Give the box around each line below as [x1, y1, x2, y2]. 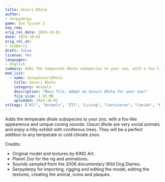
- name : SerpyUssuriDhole [9, 75, 63, 80]
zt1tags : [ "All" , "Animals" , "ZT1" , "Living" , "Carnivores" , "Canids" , [5, 103, 155, 108]
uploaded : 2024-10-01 [14, 98, 58, 103]
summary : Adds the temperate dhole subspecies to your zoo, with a [5, 67, 146, 71]
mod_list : [5, 71, 26, 76]
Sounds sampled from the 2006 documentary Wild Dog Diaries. [12, 161, 141, 167]
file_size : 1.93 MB [14, 93, 54, 98]
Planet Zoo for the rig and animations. [12, 156, 89, 161]
